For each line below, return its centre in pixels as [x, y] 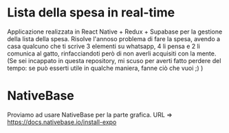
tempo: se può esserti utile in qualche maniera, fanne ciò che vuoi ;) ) [105, 68]
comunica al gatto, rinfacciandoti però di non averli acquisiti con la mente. [112, 53]
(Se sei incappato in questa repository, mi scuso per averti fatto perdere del [114, 60]
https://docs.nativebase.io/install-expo [62, 122]
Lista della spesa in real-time [91, 13]
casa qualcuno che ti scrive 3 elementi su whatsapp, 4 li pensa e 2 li [104, 46]
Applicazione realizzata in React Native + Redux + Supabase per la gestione [115, 32]
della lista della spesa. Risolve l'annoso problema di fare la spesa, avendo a [114, 38]
